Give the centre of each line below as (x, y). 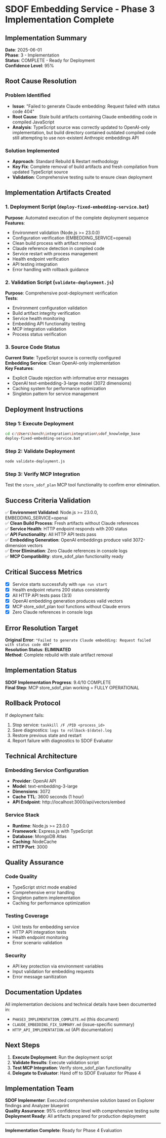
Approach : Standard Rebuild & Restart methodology (65, 161)
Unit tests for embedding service (46, 927)
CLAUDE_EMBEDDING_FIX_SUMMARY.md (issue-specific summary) (73, 1024)
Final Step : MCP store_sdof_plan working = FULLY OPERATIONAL (72, 687)
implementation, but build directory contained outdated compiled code (84, 132)
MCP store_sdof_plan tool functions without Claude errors (71, 607)
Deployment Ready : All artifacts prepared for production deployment (76, 1116)
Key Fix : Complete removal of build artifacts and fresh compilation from (85, 167)
